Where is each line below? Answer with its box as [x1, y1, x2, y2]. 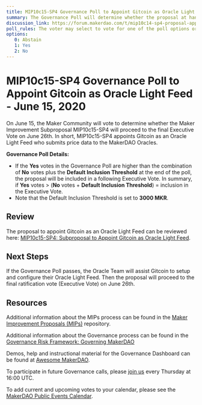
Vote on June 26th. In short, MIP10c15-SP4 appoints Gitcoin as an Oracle [6, 132, 187, 139]
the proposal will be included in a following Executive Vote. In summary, [14, 175, 192, 182]
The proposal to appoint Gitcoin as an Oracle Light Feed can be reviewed [6, 227, 188, 235]
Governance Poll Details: [6, 150, 69, 157]
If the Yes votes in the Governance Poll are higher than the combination [14, 162, 192, 169]
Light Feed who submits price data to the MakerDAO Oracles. [6, 139, 158, 146]
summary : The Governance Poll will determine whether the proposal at [6, 14, 187, 20]
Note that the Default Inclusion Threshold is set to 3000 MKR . [14, 194, 169, 201]
